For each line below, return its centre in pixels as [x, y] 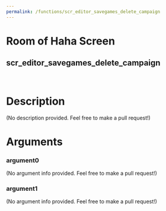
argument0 [23, 160]
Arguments [35, 142]
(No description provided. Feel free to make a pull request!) [79, 118]
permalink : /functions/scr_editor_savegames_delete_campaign [83, 12]
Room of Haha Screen [61, 41]
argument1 [22, 188]
